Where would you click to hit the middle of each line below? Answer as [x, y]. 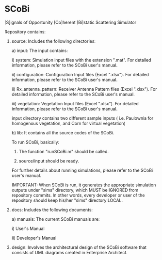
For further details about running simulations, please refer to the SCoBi [82, 170]
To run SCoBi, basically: [35, 142]
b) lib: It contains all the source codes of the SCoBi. [63, 132]
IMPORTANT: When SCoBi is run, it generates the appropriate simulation [84, 185]
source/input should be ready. [49, 161]
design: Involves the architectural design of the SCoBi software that [79, 247]
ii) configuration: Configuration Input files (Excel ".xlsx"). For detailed [80, 74]
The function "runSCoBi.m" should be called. [64, 151]
